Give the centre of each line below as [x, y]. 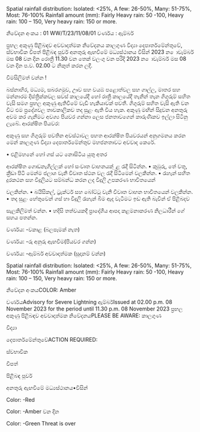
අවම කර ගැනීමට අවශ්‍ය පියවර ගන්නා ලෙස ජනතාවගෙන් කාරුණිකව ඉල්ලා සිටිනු [97, 116]
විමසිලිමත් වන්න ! [26, 77]
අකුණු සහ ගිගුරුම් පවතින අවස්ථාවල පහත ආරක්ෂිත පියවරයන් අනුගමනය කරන [96, 135]
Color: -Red [20, 400]
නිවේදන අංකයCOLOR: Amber [41, 290]
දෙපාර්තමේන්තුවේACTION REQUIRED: [52, 340]
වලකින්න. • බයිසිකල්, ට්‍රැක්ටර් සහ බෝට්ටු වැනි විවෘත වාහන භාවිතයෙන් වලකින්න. [100, 192]
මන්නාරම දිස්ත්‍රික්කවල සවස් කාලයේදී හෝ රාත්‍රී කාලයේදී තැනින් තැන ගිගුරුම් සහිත [98, 96]
